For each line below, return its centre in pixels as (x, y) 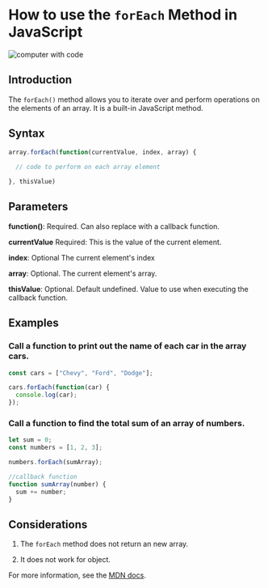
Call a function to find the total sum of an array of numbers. (127, 423)
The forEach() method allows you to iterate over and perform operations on (134, 99)
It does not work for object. (65, 560)
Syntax (27, 134)
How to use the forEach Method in (123, 15)
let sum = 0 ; (30, 440)
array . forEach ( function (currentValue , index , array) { (103, 152)
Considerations (48, 525)
